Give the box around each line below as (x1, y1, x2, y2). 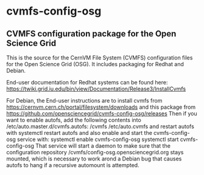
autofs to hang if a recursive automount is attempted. (6, 162, 139, 168)
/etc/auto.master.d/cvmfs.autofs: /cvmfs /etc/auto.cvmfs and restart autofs (6, 123, 195, 130)
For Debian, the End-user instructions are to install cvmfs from (6, 97, 163, 104)
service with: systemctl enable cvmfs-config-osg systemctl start (17, 136, 179, 143)
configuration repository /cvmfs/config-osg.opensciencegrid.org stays (6, 149, 184, 156)
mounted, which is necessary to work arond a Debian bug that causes (6, 155, 182, 162)
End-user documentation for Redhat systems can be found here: (6, 79, 168, 86)
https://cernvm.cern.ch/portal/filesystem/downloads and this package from (6, 103, 196, 111)
